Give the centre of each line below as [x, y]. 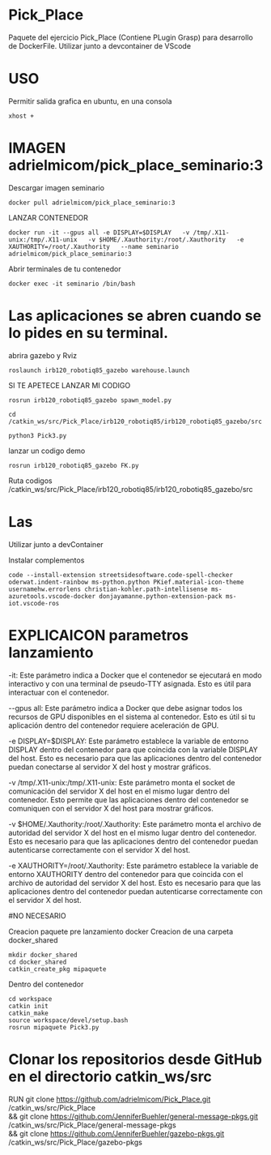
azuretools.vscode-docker [52, 596]
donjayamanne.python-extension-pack [160, 596]
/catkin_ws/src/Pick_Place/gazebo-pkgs [76, 1142]
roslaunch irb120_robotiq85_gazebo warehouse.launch [99, 370]
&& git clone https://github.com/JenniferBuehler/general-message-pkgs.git [133, 1116]
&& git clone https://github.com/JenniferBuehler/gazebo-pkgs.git [116, 1133]
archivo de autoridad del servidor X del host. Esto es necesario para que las [135, 883]
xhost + [21, 116]
